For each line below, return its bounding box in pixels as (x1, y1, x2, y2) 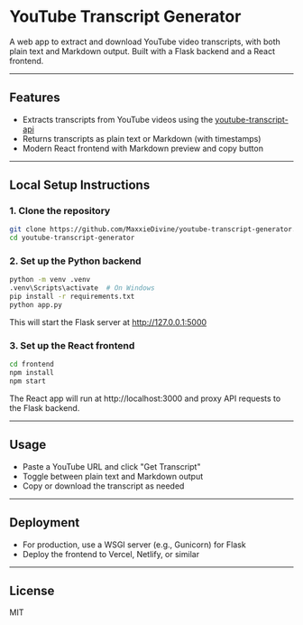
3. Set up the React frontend (9, 339, 135, 351)
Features (9, 90, 60, 106)
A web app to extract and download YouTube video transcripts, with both (9, 36, 281, 47)
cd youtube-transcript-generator (9, 233, 135, 243)
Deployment (9, 515, 80, 530)
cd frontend (9, 359, 54, 369)
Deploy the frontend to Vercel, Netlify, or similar (22, 548, 200, 559)
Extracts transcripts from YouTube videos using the (22, 114, 214, 125)
